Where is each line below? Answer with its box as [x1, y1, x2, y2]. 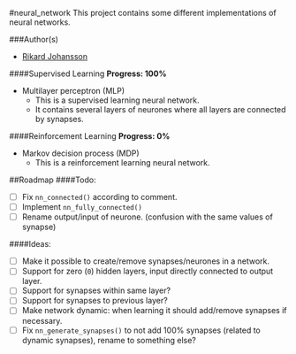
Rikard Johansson [21, 51, 88, 61]
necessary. [21, 315, 63, 326]
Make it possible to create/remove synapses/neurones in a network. [21, 256, 270, 266]
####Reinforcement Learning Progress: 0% [9, 131, 171, 141]
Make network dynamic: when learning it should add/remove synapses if [21, 305, 287, 316]
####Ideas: [9, 239, 51, 250]
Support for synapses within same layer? [21, 285, 171, 296]
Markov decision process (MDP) [21, 148, 140, 158]
